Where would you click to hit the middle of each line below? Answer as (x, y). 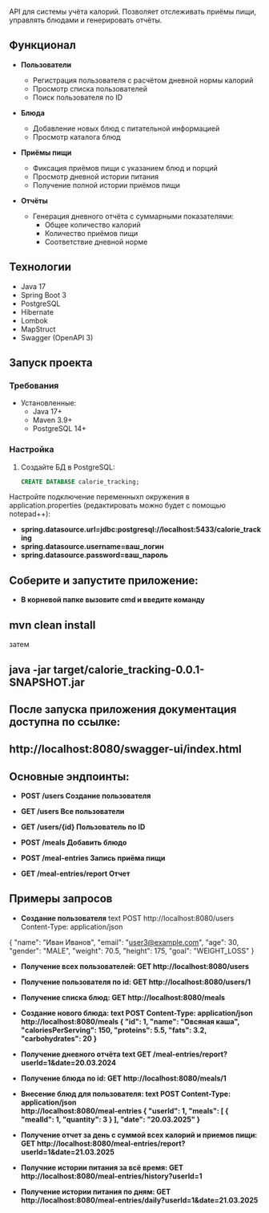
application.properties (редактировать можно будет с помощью (118, 506)
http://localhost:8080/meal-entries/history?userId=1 (111, 1176)
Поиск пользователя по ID (78, 97)
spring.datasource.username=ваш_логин (92, 547)
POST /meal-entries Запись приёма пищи (93, 858)
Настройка (32, 450)
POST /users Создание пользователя (86, 796)
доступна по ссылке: (65, 722)
